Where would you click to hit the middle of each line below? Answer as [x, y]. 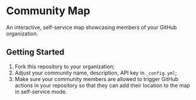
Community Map [48, 11]
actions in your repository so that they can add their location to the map [102, 85]
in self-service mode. [41, 91]
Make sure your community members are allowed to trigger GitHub [97, 79]
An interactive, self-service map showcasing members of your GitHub [91, 27]
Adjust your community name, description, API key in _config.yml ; [96, 73]
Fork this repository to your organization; [64, 66]
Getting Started [35, 52]
